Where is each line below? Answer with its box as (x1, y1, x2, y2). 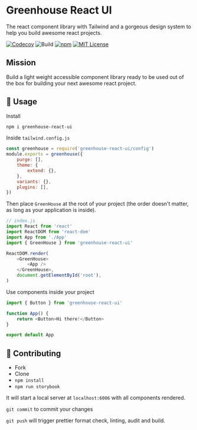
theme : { (17, 163, 38, 168)
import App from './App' (6, 234, 67, 240)
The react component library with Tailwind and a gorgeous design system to (6, 23, 192, 30)
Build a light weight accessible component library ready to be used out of (6, 73, 184, 80)
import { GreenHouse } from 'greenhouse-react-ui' (6, 240, 133, 246)
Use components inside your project (6, 288, 94, 295)
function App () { (6, 310, 49, 316)
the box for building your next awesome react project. (6, 80, 137, 87)
